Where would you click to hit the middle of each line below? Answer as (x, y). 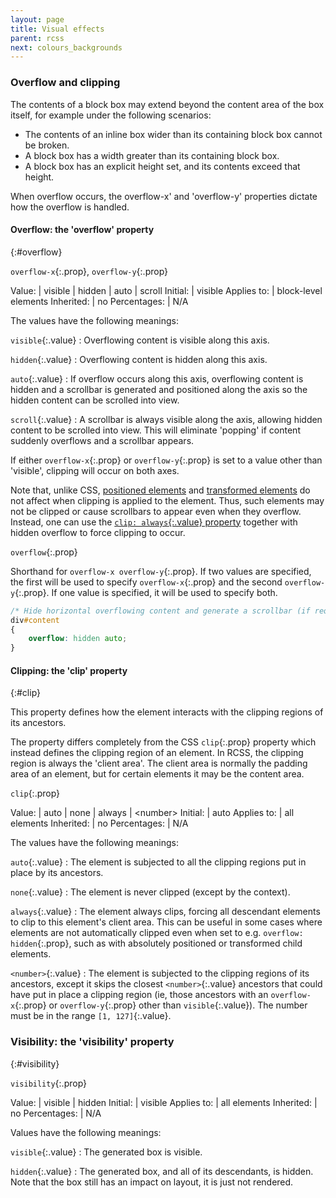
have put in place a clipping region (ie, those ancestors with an (139, 995)
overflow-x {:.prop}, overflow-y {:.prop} (89, 271)
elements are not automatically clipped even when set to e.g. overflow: (157, 933)
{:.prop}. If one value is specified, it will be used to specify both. (146, 592)
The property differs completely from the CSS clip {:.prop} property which (163, 742)
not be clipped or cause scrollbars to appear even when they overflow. (156, 511)
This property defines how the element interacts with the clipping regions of (167, 712)
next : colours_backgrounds (66, 47)
